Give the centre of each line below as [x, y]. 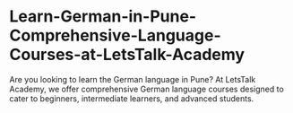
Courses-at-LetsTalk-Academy [127, 55]
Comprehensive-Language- [115, 35]
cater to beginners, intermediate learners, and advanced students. [132, 98]
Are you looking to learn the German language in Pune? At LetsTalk [133, 79]
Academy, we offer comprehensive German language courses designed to [146, 89]
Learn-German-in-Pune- [103, 17]
